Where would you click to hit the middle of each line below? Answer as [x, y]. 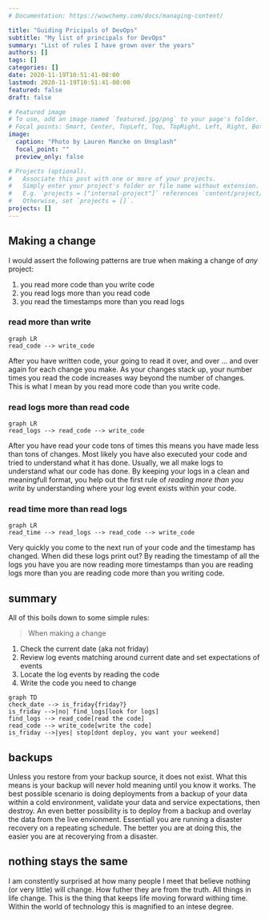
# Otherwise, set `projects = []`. [71, 201]
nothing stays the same [68, 862]
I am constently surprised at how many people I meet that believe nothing [129, 880]
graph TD [23, 698]
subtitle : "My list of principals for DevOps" [87, 38]
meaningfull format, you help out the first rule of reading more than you [126, 480]
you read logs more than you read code [85, 293]
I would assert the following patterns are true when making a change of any [133, 260]
